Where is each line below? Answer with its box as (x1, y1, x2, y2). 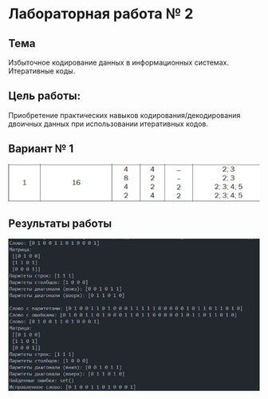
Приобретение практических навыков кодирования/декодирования (8, 110, 241, 120)
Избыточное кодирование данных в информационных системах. (8, 57, 230, 67)
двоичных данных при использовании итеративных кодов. (8, 119, 209, 128)
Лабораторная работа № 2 (8, 5, 194, 23)
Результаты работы (8, 217, 112, 231)
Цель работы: (8, 89, 81, 103)
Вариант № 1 (8, 142, 74, 156)
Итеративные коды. (8, 66, 76, 76)
